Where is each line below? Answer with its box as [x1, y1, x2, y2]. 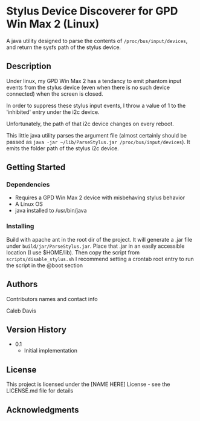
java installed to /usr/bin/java [15, 207, 87, 214]
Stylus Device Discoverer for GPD [6, 4, 178, 18]
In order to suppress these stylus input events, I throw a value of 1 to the [6, 102, 186, 109]
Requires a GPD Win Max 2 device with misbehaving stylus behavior [15, 194, 185, 201]
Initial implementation [24, 347, 77, 354]
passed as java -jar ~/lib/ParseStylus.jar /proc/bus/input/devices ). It [6, 138, 190, 145]
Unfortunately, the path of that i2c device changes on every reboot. [6, 120, 174, 127]
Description [6, 61, 51, 71]
